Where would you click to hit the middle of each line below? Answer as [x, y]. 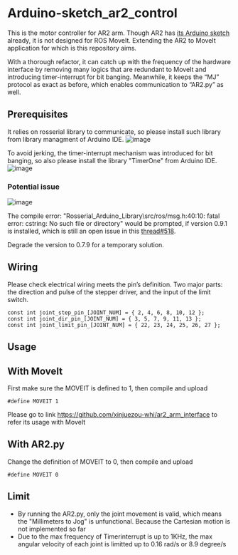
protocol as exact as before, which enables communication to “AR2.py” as [115, 84]
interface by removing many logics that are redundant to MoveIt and [107, 69]
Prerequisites [38, 114]
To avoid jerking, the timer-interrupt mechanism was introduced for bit [110, 153]
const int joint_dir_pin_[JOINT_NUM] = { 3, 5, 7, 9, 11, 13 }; [104, 318]
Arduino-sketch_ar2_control [92, 13]
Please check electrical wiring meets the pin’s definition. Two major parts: [115, 284]
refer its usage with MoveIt [47, 422]
